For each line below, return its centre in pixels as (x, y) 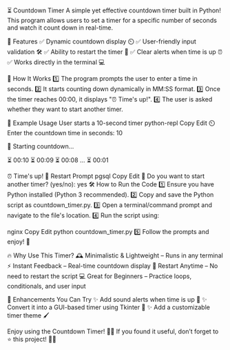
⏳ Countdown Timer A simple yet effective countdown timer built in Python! (114, 10)
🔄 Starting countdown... (41, 146)
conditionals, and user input (46, 286)
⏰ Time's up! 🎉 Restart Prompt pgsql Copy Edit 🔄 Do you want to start (106, 176)
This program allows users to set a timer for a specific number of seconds (112, 20)
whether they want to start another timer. (65, 109)
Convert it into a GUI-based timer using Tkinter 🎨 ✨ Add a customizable (108, 307)
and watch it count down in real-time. (60, 28)
